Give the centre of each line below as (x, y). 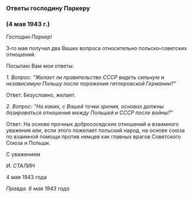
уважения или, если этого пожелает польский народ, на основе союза (96, 130)
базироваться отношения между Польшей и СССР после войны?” (90, 113)
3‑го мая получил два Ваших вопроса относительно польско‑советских (96, 48)
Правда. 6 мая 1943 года (38, 189)
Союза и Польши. (28, 143)
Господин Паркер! (29, 37)
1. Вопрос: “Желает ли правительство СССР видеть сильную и (85, 77)
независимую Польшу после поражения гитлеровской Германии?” (91, 84)
